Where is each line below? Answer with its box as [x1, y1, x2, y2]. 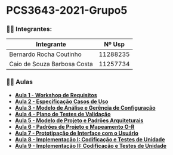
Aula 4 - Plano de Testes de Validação [14, 110, 111, 117]
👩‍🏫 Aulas [6, 78, 33, 86]
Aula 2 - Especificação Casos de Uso [14, 98, 109, 105]
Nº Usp [104, 40, 125, 48]
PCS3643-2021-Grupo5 [6, 4, 128, 17]
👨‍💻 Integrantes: [6, 25, 52, 33]
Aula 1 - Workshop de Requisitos [14, 91, 97, 98]
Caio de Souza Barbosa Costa [9, 60, 94, 69]
